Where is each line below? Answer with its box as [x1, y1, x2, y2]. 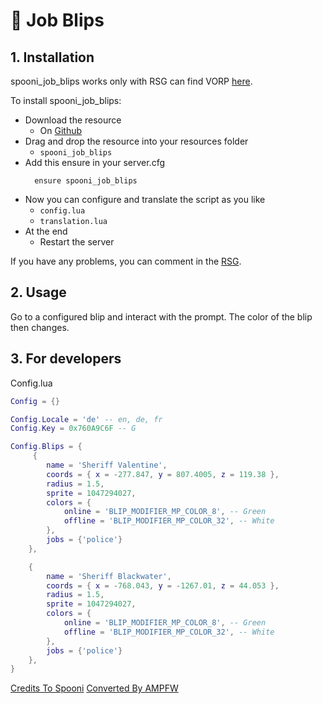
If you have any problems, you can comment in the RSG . [10, 255, 242, 267]
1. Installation [10, 49, 95, 66]
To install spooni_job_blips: [10, 95, 122, 106]
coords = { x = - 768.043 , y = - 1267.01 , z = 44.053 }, [46, 580, 280, 591]
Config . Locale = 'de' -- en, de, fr [10, 414, 163, 424]
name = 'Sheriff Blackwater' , [46, 571, 172, 581]
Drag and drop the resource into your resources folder [24, 135, 249, 147]
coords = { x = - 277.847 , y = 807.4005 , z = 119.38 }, [46, 469, 280, 479]
